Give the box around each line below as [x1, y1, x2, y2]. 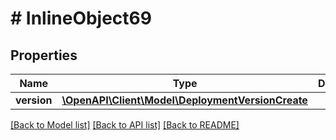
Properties [10, 47, 78, 64]
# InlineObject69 [10, 7, 152, 30]
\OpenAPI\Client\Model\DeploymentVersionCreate [61, 93, 308, 107]
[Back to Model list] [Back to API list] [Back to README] [10, 119, 240, 131]
